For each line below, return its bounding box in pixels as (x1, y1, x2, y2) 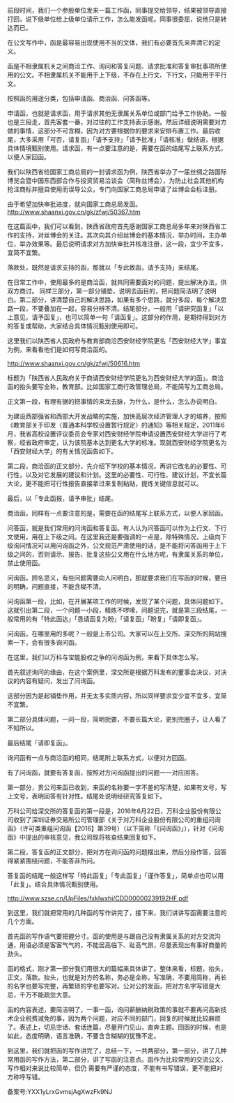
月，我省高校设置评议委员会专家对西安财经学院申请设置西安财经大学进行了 (7, 430, 221, 438)
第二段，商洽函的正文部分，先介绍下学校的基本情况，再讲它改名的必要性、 (7, 462, 221, 470)
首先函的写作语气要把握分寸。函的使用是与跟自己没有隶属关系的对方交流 (7, 932, 214, 940)
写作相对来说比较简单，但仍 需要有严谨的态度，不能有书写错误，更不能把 (7, 1064, 217, 1072)
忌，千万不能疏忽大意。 (7, 991, 75, 999)
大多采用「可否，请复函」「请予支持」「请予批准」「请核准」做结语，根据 (19, 136, 224, 143)
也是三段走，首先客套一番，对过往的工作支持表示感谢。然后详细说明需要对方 (7, 118, 227, 126)
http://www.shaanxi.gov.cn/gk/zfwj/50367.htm (7, 208, 141, 216)
